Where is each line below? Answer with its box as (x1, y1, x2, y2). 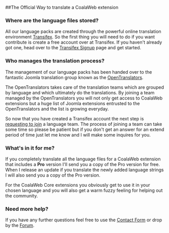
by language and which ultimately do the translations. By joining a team (5, 89, 155, 95)
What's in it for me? (5, 144, 55, 151)
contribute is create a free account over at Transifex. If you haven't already (5, 39, 162, 45)
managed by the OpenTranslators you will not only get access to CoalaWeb (5, 95, 163, 101)
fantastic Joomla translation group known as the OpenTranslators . (5, 74, 144, 80)
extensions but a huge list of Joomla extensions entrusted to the (5, 100, 140, 106)
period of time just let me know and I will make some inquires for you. (5, 131, 151, 138)
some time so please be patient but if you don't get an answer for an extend (5, 126, 164, 132)
